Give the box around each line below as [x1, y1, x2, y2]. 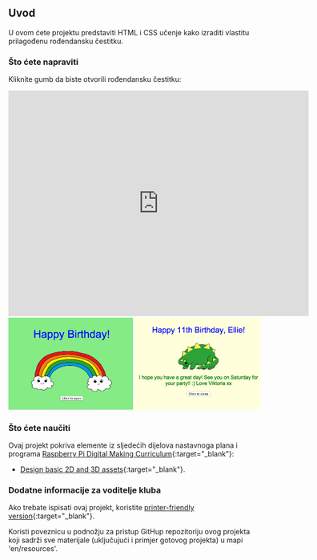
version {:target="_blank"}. [8, 511, 95, 521]
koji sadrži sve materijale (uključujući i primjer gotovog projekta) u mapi [8, 535, 243, 545]
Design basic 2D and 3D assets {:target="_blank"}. [19, 465, 186, 474]
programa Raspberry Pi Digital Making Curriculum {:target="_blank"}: [8, 449, 235, 459]
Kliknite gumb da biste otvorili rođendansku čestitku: [8, 75, 182, 84]
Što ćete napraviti [8, 56, 78, 67]
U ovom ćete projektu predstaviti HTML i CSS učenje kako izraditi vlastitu [8, 27, 250, 37]
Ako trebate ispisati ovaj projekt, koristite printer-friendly [8, 503, 195, 513]
